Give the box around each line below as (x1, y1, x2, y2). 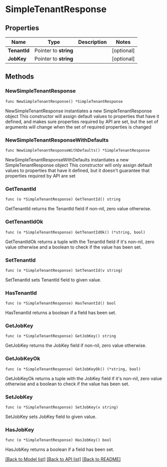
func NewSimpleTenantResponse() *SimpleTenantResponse (5, 99, 123, 104)
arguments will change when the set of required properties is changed (5, 124, 151, 130)
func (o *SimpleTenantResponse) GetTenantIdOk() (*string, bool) (5, 229, 145, 235)
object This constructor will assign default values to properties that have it (5, 113, 159, 119)
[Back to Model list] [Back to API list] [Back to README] (5, 456, 121, 462)
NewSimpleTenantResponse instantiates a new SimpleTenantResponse (5, 107, 152, 114)
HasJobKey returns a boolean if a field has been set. (5, 446, 115, 452)
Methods (5, 72, 34, 81)
